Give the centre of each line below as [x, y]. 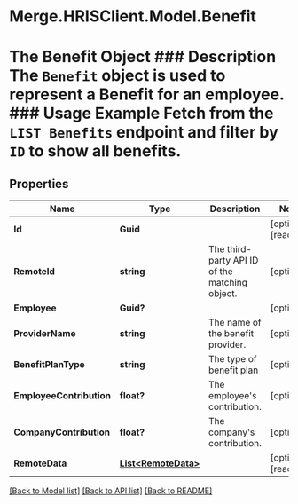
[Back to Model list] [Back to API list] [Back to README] [111, 491]
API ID [246, 261]
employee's [232, 396]
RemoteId [35, 272]
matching [228, 283]
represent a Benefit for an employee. [147, 94]
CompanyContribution [62, 432]
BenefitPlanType [50, 365]
